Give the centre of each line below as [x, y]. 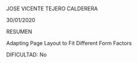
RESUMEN [19, 31]
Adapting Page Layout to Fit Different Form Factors [69, 43]
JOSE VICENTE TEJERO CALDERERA [52, 9]
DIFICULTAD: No [26, 55]
